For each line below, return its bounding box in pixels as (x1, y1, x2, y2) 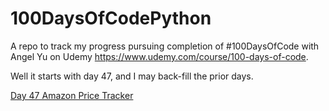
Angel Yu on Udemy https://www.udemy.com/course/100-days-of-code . (10, 50, 309, 62)
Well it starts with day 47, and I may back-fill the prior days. (10, 70, 254, 82)
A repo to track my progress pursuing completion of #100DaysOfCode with (10, 40, 320, 52)
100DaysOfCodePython (10, 7, 212, 30)
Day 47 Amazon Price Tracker (10, 89, 134, 101)
